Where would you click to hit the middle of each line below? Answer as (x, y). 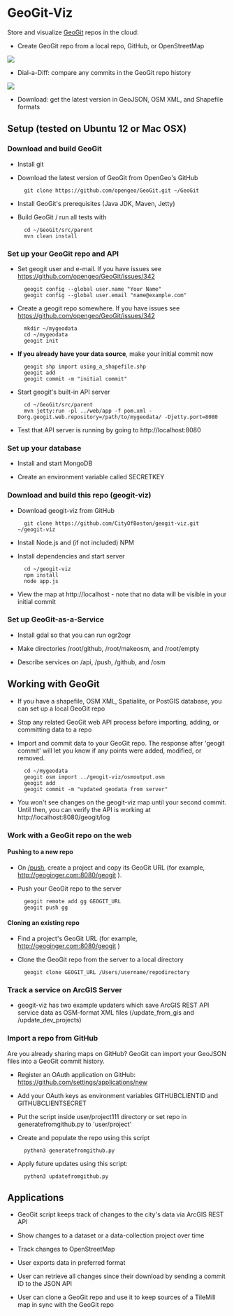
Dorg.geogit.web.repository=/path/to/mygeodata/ (89, 417)
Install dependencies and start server (71, 556)
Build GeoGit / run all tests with (62, 217)
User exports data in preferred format (71, 1263)
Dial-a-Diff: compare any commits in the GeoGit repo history (104, 72)
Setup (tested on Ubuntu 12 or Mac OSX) (97, 129)
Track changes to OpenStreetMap (66, 1249)
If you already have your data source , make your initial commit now (115, 354)
